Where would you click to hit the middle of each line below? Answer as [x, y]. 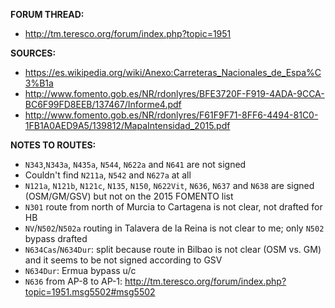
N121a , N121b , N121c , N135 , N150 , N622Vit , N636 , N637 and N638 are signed [169, 185]
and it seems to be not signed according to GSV [123, 260]
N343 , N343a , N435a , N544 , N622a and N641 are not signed [135, 164]
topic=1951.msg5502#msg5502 [90, 292]
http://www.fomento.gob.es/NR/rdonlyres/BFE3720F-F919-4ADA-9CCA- [174, 93]
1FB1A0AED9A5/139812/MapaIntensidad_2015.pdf [127, 125]
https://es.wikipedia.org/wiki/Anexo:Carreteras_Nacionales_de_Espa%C [173, 72]
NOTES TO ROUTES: [53, 145]
